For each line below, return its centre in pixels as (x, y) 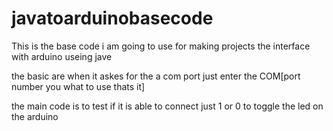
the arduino (35, 116)
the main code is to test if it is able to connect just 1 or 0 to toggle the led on (167, 106)
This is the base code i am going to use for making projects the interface (161, 46)
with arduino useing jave (62, 56)
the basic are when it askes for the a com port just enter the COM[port (156, 76)
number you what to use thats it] (78, 86)
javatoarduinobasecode (112, 18)
